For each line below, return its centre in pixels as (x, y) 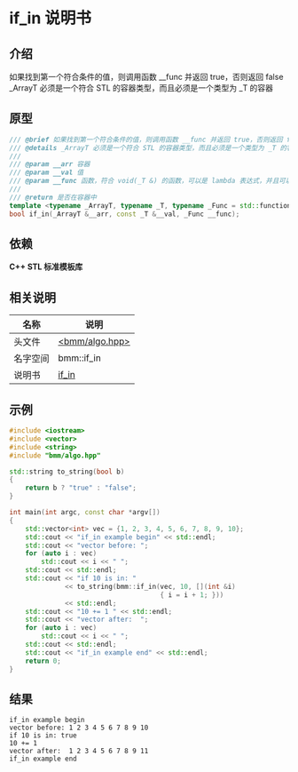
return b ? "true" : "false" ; (81, 488)
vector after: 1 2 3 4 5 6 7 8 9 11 (79, 752)
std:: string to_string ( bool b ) (67, 472)
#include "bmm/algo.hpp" (55, 455)
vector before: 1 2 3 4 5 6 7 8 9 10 (79, 728)
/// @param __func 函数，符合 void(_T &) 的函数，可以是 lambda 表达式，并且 (144, 181)
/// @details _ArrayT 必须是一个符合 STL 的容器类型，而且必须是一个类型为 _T (143, 147)
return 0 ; (43, 661)
